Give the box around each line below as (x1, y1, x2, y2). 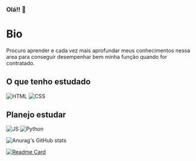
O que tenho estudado (6, 77, 91, 87)
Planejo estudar (6, 110, 66, 120)
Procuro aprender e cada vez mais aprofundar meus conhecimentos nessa (6, 47, 191, 54)
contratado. (6, 59, 35, 67)
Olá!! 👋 (6, 5, 26, 14)
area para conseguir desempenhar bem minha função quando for (6, 53, 167, 60)
